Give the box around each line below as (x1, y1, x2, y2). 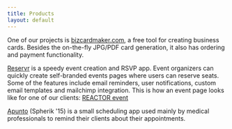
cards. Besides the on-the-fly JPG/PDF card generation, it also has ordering (7, 43, 225, 51)
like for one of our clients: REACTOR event (7, 93, 129, 101)
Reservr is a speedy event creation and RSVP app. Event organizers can (7, 64, 214, 72)
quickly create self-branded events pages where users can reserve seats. (7, 71, 219, 80)
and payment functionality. (7, 50, 84, 59)
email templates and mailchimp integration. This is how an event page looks (7, 86, 224, 94)
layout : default (7, 17, 54, 24)
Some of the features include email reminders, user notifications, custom (7, 78, 217, 87)
